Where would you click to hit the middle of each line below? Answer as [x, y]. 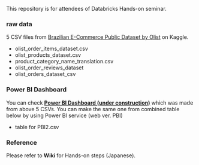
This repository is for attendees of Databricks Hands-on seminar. [86, 9]
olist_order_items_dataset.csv [52, 49]
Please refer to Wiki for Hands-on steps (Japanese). [71, 155]
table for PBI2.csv [37, 127]
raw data [19, 24]
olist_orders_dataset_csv [45, 74]
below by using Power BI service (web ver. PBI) [64, 115]
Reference [22, 142]
